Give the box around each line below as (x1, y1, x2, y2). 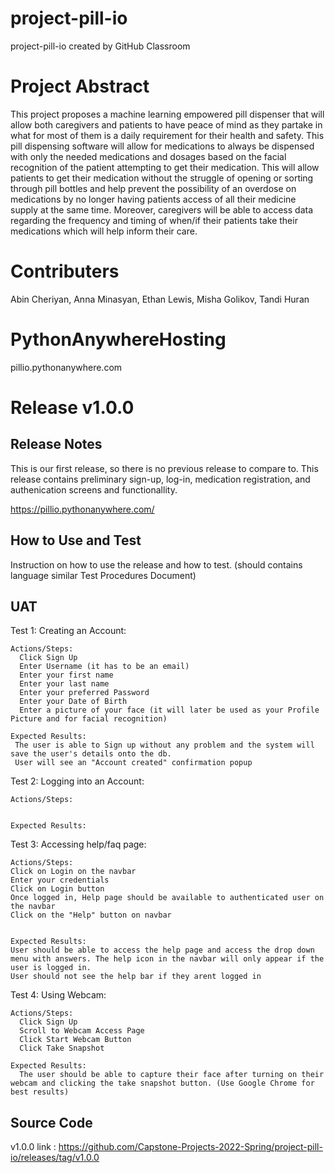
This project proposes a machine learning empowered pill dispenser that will (10, 108, 325, 120)
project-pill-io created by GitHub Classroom (10, 40, 191, 52)
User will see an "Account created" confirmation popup (14, 758, 253, 768)
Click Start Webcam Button (19, 1035, 132, 1045)
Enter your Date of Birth (19, 697, 128, 707)
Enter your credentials (10, 875, 110, 886)
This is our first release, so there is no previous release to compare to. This (10, 462, 319, 474)
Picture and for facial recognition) (10, 714, 168, 724)
